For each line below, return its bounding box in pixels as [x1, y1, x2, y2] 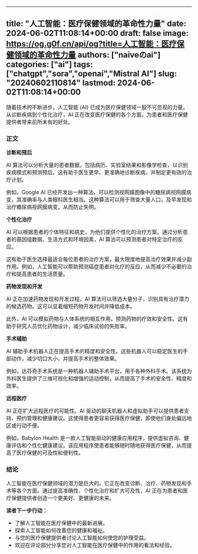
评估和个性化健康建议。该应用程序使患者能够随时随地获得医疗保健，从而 [11, 442, 187, 449]
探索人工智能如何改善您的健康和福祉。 [14, 527, 108, 534]
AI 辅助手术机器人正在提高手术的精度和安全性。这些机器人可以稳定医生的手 [6, 348, 189, 355]
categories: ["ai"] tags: [6, 59, 93, 69]
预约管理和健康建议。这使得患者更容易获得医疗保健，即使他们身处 [16, 414, 177, 422]
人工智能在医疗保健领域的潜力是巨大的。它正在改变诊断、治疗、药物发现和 [6, 480, 187, 487]
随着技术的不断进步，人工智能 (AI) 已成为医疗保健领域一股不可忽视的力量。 [6, 104, 189, 111]
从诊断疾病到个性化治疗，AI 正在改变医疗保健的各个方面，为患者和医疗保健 [6, 111, 189, 118]
